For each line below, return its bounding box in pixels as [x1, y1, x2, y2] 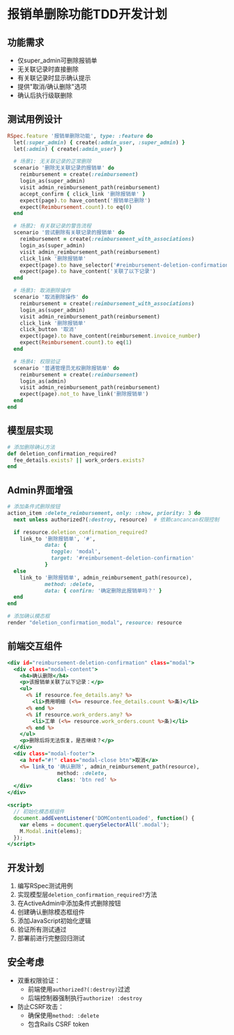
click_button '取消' [19, 326, 77, 333]
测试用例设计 [7, 113, 63, 126]
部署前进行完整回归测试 [17, 934, 85, 943]
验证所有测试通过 [17, 925, 67, 934]
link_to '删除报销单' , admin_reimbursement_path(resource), [19, 574, 193, 581]
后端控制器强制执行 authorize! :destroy [27, 993, 143, 1002]
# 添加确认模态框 [7, 612, 50, 620]
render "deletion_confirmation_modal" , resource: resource [7, 619, 182, 626]
